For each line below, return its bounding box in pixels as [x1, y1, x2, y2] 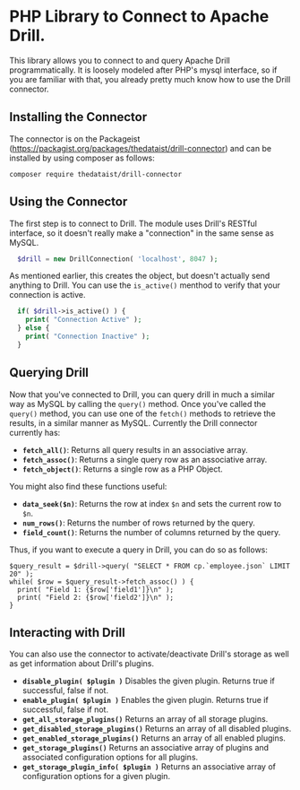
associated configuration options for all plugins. [21, 751, 199, 763]
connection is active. [9, 290, 87, 300]
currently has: [9, 427, 61, 438]
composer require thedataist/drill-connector [9, 169, 182, 178]
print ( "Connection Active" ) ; [25, 316, 142, 325]
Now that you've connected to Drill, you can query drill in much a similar [9, 388, 276, 400]
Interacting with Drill [9, 625, 125, 640]
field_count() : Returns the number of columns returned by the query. [21, 526, 281, 537]
